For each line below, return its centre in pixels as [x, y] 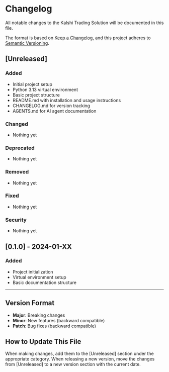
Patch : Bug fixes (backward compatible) [54, 326]
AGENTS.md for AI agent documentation [54, 111]
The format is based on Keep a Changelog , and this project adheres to [78, 38]
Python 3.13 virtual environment [45, 89]
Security [16, 220]
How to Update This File [43, 342]
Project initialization [33, 271]
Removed [17, 172]
